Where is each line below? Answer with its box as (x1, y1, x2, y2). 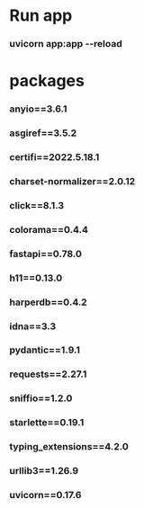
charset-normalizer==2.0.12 (9, 174, 136, 187)
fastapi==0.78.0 (9, 247, 83, 260)
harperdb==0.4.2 (9, 296, 87, 308)
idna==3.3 (9, 320, 57, 333)
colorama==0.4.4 (9, 223, 88, 236)
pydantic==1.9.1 (9, 343, 81, 356)
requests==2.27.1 (9, 368, 87, 380)
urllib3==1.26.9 (9, 465, 79, 477)
